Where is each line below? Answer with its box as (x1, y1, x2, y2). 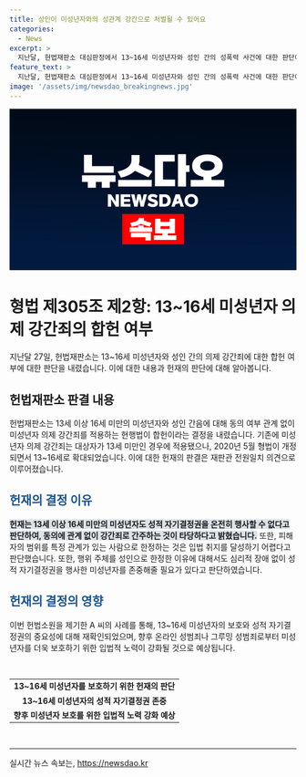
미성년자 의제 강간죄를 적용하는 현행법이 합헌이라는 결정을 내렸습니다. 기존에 (9, 430, 280, 440)
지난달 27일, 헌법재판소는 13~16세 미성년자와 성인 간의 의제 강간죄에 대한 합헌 (9, 351, 286, 362)
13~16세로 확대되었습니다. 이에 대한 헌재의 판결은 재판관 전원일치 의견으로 (33, 452, 296, 462)
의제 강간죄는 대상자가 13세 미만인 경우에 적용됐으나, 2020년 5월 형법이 (25, 440, 280, 451)
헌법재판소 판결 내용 (9, 392, 115, 408)
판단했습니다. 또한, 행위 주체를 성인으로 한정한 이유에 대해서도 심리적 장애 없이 (9, 553, 287, 564)
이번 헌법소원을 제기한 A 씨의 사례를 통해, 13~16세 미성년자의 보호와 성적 (9, 619, 267, 630)
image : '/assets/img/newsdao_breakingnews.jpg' (9, 82, 194, 91)
